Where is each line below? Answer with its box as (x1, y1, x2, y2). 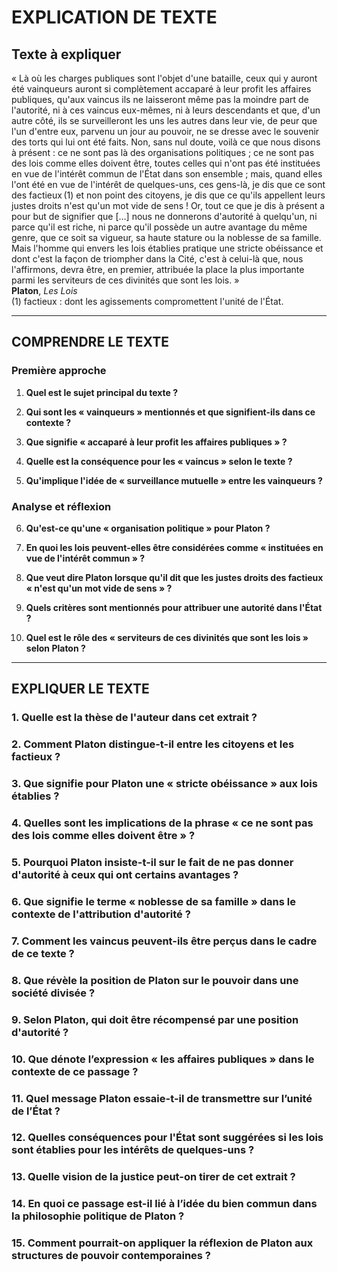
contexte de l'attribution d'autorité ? (11, 907, 191, 921)
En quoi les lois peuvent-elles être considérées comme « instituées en (25, 541, 324, 553)
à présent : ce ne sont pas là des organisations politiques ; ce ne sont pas (11, 147, 315, 158)
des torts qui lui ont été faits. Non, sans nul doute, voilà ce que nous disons (11, 136, 321, 148)
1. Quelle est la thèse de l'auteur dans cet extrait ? (11, 711, 258, 725)
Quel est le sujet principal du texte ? (25, 386, 179, 398)
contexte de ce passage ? (11, 1064, 139, 1078)
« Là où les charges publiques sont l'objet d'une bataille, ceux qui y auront (11, 72, 318, 84)
